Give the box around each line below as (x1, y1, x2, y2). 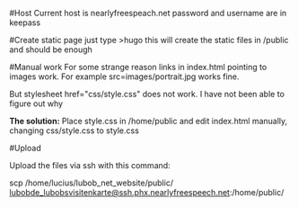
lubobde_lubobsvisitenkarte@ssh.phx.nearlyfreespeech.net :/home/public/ (9, 187, 285, 197)
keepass (9, 17, 41, 28)
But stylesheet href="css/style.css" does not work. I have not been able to (9, 89, 285, 99)
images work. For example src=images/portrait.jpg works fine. (9, 71, 240, 82)
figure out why (9, 98, 64, 109)
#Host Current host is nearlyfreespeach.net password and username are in (9, 8, 287, 18)
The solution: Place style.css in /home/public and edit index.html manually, (9, 116, 288, 126)
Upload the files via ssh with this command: (9, 160, 171, 170)
